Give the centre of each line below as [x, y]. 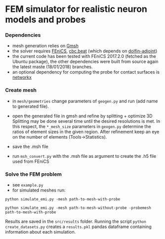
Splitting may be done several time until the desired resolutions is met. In [86, 121]
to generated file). [31, 106]
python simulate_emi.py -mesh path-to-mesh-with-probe [63, 199]
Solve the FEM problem [33, 174]
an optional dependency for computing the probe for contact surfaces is [86, 72]
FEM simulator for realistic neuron [76, 9]
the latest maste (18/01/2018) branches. [52, 67]
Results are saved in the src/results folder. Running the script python [76, 222]
